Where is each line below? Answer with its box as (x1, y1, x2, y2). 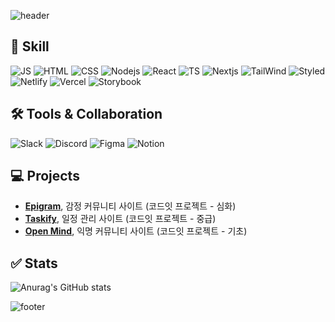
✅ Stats (10, 255, 58, 272)
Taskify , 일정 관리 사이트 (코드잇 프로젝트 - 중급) (24, 213, 217, 225)
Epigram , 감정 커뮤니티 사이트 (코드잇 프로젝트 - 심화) (24, 200, 237, 212)
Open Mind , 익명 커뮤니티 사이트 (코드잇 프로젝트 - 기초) (24, 225, 248, 237)
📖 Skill (10, 38, 50, 55)
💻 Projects (10, 168, 80, 185)
